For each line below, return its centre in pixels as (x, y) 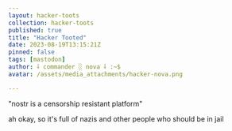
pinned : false (32, 52)
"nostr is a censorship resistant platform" (75, 103)
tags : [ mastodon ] (37, 60)
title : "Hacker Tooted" (48, 37)
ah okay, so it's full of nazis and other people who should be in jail (116, 118)
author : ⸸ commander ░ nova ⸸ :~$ (64, 67)
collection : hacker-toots (51, 23)
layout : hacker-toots (44, 15)
